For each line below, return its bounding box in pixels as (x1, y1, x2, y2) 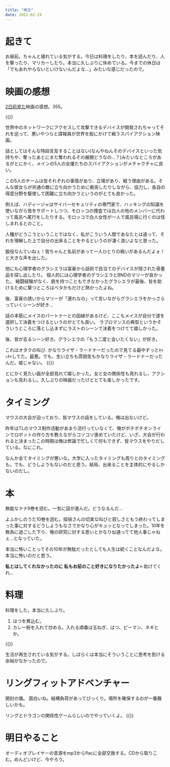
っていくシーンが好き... (5, 302, 53, 308)
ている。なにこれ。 (5, 444, 46, 450)
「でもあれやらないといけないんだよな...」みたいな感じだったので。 (5, 66, 147, 72)
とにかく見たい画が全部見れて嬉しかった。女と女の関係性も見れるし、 (5, 371, 152, 377)
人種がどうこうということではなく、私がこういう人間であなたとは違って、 (5, 231, 161, 237)
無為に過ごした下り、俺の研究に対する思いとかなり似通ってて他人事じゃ (5, 529, 156, 535)
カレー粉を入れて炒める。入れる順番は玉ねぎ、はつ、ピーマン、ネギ (12, 624, 155, 631)
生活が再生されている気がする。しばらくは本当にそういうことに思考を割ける (5, 651, 165, 658)
